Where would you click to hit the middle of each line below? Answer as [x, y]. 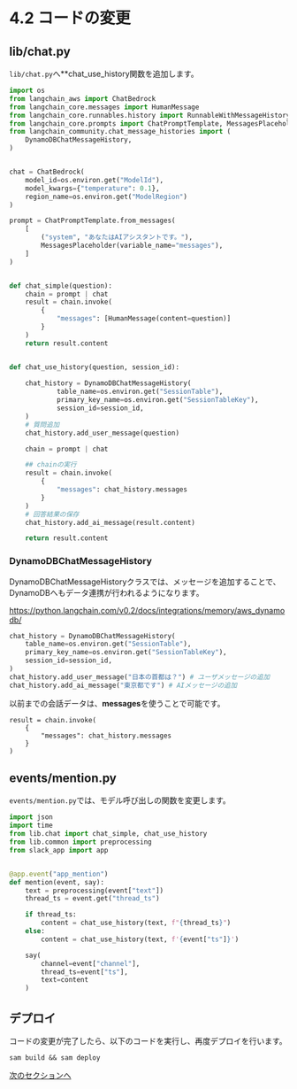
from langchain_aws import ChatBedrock [83, 98]
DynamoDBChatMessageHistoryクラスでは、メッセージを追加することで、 [145, 582]
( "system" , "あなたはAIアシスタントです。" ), [117, 237]
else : [35, 931]
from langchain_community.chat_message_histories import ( [120, 132]
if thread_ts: [51, 915]
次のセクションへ [40, 1076]
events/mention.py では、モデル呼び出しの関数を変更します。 [120, 800]
